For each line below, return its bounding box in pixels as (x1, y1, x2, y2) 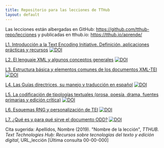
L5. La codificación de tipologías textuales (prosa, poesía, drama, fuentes (5, 91, 159, 97)
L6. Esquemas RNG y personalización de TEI (5, 106, 99, 113)
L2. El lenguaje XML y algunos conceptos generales (5, 56, 114, 62)
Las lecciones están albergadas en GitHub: (5, 26, 95, 32)
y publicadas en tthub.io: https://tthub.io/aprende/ (38, 31, 142, 38)
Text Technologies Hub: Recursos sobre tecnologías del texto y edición (5, 131, 154, 137)
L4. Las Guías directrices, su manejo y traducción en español (5, 82, 133, 88)
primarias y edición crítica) (5, 97, 61, 103)
